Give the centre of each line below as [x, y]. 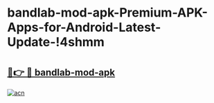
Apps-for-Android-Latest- [84, 27]
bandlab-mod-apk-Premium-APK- [107, 13]
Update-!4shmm [56, 42]
